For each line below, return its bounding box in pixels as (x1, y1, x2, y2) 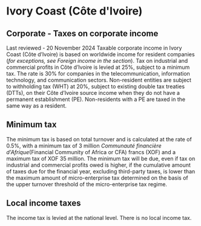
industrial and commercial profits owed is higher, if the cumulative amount (6, 161, 191, 169)
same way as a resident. (6, 102, 67, 109)
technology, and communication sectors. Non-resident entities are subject (6, 77, 192, 83)
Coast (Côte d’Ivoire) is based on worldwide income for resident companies (6, 51, 195, 58)
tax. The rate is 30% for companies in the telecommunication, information (6, 70, 191, 77)
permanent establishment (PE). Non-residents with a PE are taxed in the (6, 95, 186, 103)
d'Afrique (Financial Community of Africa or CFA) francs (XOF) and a (6, 148, 176, 155)
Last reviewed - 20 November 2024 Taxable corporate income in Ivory (6, 44, 182, 51)
